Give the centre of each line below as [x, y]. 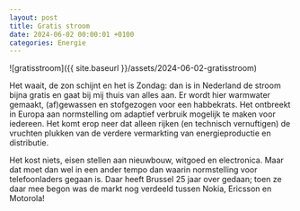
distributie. [29, 143]
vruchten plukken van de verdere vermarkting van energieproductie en [140, 133]
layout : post [34, 18]
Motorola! [27, 198]
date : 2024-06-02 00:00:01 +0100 [72, 34]
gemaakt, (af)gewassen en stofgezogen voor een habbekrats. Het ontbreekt [150, 105]
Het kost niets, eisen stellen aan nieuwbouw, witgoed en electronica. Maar [147, 160]
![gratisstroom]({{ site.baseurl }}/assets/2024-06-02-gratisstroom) [133, 68]
